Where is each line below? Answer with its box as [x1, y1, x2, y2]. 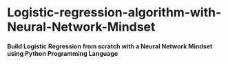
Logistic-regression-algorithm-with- [7, 5, 222, 20]
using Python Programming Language [7, 49, 118, 57]
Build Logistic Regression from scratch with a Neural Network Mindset [7, 42, 213, 50]
